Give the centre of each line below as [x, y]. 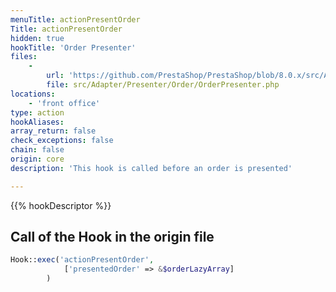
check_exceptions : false [62, 141]
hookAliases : [37, 122]
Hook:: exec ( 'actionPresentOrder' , [82, 260]
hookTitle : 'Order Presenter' [73, 47]
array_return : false [53, 131]
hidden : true [37, 38]
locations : [33, 94]
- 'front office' [64, 103]
